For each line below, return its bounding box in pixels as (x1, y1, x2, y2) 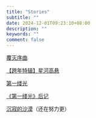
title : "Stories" (6, 8, 50, 15)
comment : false (6, 37, 45, 43)
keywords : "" (6, 31, 39, 37)
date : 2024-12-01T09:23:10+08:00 (6, 20, 91, 26)
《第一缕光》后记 (6, 93, 49, 99)
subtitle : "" (6, 14, 39, 20)
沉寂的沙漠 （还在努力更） (6, 105, 70, 112)
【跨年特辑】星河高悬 (6, 67, 59, 74)
